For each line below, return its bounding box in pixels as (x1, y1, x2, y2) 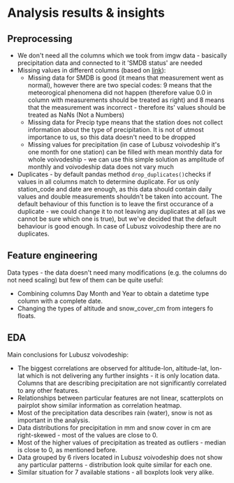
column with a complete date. (17, 296, 103, 305)
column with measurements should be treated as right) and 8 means (27, 96, 225, 104)
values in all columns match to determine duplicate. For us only (17, 178, 199, 186)
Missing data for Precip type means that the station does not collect (27, 118, 224, 127)
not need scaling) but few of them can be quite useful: (7, 275, 163, 284)
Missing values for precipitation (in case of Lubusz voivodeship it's (27, 140, 221, 148)
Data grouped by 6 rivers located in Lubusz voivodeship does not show (17, 453, 223, 461)
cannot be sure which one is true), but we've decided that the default (17, 215, 217, 223)
